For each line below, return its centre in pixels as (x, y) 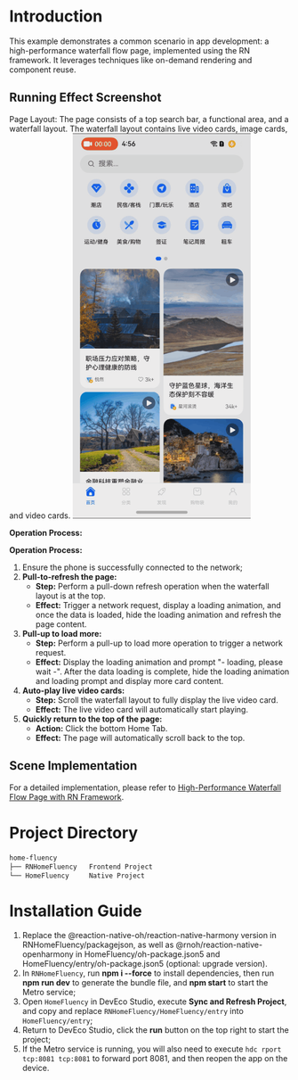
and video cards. (40, 515)
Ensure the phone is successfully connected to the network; (132, 567)
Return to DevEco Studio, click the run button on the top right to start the (155, 1030)
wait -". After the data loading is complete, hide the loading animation (162, 672)
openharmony (48, 954)
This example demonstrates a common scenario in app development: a (139, 41)
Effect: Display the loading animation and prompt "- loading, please (159, 662)
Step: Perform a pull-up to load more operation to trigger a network (159, 643)
